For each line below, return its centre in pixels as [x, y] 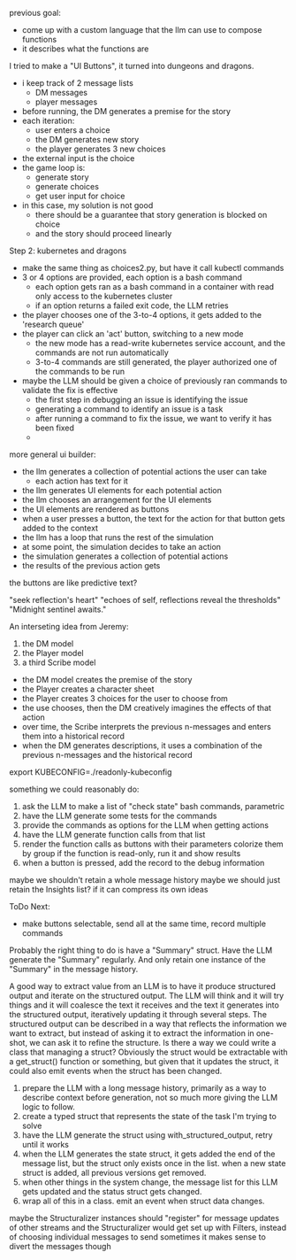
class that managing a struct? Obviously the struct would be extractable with [149, 1052]
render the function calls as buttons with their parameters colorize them [153, 844]
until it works [45, 1144]
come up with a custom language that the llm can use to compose [142, 30]
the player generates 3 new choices [100, 149]
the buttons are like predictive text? [73, 583]
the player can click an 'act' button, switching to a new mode [133, 334]
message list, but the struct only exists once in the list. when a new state [154, 1163]
